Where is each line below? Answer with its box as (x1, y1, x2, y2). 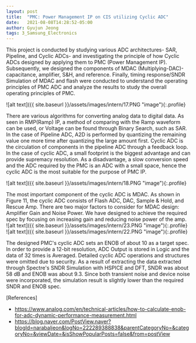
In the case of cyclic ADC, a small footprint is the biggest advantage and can (6, 150, 191, 157)
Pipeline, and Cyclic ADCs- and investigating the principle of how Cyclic (6, 53, 180, 60)
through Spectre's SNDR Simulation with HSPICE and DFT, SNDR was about (6, 264, 189, 272)
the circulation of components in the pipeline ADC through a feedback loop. (6, 144, 188, 151)
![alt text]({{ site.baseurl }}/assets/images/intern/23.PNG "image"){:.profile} (6, 222, 188, 229)
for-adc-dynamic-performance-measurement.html (14, 312, 137, 319)
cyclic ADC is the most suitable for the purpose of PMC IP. (6, 168, 147, 175)
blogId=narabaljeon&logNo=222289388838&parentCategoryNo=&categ (14, 324, 189, 331)
